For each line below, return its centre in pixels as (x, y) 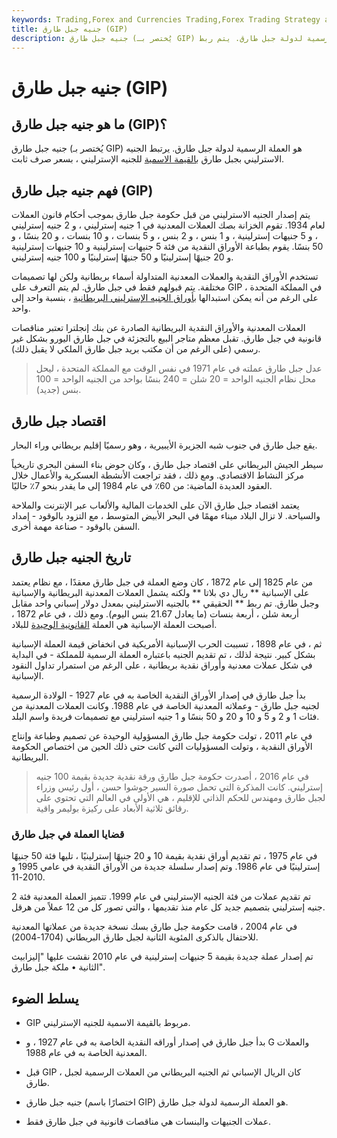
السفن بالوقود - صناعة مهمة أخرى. (76, 526)
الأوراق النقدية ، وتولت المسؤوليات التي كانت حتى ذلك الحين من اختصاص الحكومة (162, 746)
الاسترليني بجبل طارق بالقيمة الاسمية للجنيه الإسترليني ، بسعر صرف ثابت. (148, 159)
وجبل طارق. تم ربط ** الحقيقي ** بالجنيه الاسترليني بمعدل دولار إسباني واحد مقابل (165, 603)
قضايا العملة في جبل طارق (68, 834)
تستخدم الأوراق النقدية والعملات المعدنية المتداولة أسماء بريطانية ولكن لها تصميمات (165, 277)
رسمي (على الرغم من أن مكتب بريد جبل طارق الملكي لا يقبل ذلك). (136, 349)
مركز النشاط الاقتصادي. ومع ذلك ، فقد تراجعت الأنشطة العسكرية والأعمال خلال (157, 475)
